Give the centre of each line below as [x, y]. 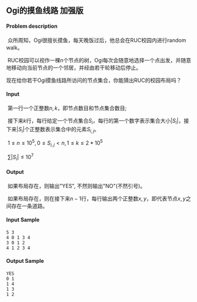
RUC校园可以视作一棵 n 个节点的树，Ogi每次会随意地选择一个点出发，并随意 [99, 60]
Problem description [32, 26]
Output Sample [25, 261]
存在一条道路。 [29, 206]
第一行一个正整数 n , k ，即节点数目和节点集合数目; [67, 108]
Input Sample [23, 220]
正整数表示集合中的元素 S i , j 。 [64, 130]
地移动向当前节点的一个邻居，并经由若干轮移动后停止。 [74, 68]
